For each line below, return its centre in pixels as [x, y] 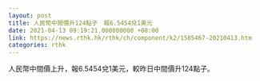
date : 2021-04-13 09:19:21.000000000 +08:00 [84, 30]
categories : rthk [37, 45]
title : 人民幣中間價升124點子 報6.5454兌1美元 [81, 23]
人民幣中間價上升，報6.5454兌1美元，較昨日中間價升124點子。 [111, 69]
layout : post [30, 15]
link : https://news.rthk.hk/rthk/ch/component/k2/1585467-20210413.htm [130, 38]
